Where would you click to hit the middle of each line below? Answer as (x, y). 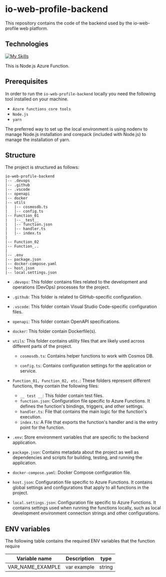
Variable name (34, 558)
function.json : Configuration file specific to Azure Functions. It (85, 401)
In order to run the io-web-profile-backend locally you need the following (80, 93)
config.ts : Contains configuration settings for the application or (85, 365)
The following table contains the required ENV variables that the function (80, 541)
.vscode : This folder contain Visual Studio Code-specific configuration (84, 306)
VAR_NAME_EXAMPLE (34, 567)
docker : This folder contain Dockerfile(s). (54, 331)
